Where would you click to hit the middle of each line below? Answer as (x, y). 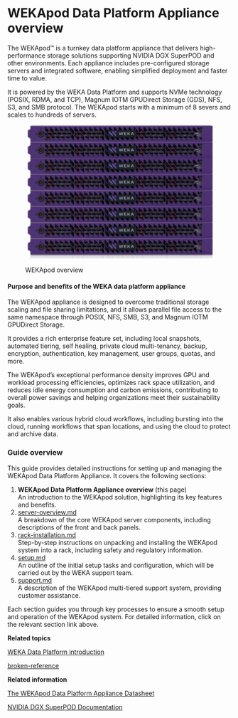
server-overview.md (47, 512)
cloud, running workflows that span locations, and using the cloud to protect (119, 427)
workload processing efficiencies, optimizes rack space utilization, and (111, 383)
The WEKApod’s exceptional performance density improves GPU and (108, 375)
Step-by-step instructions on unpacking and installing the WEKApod (118, 542)
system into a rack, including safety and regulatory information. (110, 550)
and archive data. (33, 434)
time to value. (27, 78)
